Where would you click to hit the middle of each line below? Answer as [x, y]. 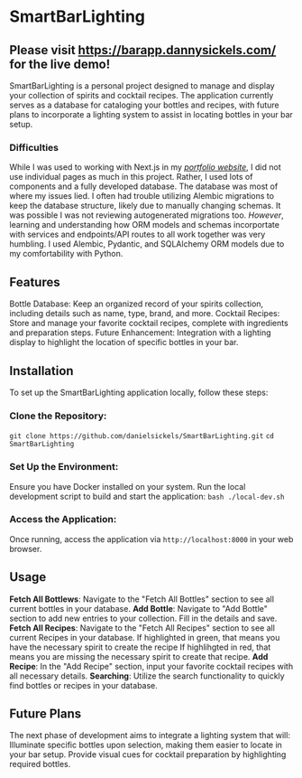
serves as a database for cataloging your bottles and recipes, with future [144, 105]
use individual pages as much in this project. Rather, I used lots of [131, 177]
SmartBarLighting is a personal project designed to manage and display [142, 86]
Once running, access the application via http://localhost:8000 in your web [151, 539]
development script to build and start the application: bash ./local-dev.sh [147, 496]
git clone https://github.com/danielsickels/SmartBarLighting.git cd [142, 436]
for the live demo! [60, 64]
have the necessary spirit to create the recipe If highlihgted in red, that [140, 647]
